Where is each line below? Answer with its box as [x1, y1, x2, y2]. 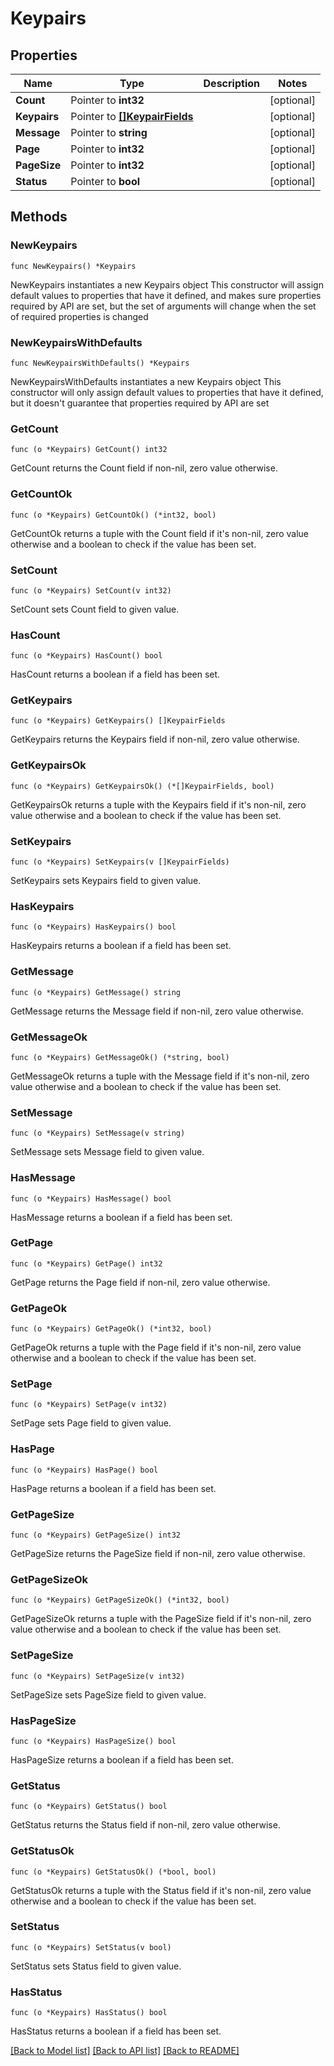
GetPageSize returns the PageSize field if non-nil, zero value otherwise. [10, 1548, 306, 1560]
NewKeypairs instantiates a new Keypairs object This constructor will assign [10, 278, 324, 291]
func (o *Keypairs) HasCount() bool [10, 651, 163, 661]
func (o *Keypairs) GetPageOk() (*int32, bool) [10, 1324, 213, 1334]
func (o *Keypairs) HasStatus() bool [10, 2008, 168, 2018]
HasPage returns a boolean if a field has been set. [10, 1482, 217, 1494]
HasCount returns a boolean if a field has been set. [10, 668, 221, 681]
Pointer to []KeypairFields [70, 110, 194, 123]
